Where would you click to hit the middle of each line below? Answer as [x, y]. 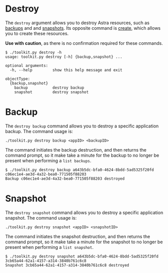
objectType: [18, 79]
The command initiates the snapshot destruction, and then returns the [78, 236]
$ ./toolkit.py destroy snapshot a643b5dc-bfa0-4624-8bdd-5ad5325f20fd [82, 256]
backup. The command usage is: [39, 131]
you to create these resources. [37, 33]
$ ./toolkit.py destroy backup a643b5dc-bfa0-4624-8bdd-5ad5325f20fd [80, 170]
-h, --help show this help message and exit [66, 70]
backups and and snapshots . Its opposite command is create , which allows [83, 28]
